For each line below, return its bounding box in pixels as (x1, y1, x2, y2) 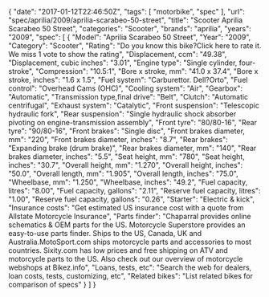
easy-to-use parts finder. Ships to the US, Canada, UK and (8, 229, 202, 238)
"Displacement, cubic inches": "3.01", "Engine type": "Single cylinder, (8, 58, 238, 67)
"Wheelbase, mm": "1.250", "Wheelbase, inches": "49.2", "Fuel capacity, (8, 177, 248, 187)
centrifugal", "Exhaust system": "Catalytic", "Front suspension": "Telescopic (8, 100, 259, 110)
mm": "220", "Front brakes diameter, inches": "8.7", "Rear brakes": (8, 135, 229, 144)
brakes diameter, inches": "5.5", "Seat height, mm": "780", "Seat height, (8, 152, 245, 161)
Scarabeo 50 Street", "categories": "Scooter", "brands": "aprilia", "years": (8, 24, 251, 33)
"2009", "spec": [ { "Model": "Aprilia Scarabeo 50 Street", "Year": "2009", (8, 32, 251, 42)
